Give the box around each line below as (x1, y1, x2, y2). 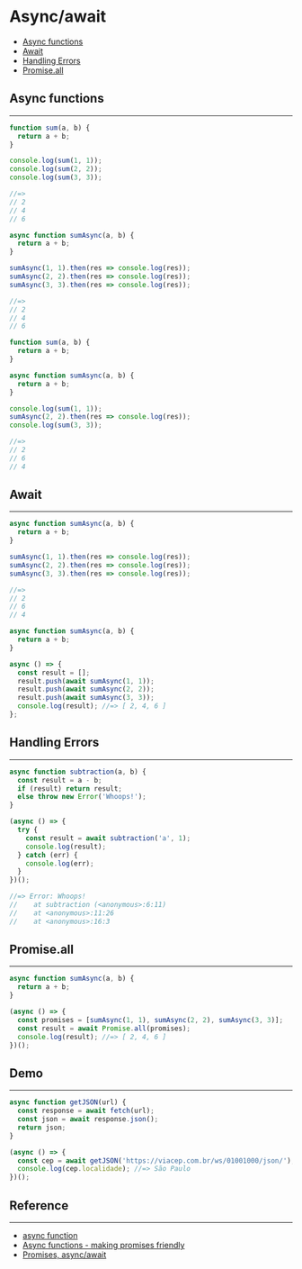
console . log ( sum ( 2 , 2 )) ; (9, 165, 102, 174)
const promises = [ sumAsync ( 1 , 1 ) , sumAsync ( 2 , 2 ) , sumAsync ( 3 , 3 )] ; (17, 1015, 284, 1024)
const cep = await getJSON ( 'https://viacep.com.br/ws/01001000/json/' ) (17, 1156, 292, 1165)
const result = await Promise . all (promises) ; (17, 1024, 191, 1033)
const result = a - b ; (17, 775, 102, 784)
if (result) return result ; (17, 784, 123, 793)
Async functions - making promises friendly (22, 1239, 185, 1250)
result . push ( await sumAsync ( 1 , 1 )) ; (17, 676, 155, 685)
